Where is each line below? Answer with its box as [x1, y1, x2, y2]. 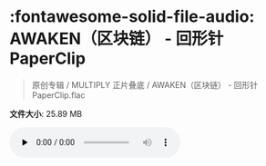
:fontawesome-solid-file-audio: [9, 6, 255, 27]
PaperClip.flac [31, 89, 86, 101]
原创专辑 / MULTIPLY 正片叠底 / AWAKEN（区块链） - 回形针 [31, 79, 259, 90]
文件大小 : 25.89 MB [9, 108, 83, 119]
